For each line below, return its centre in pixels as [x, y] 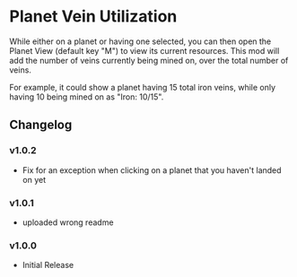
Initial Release [48, 265]
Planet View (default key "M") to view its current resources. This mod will [144, 50]
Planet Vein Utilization [93, 17]
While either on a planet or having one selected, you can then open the [140, 41]
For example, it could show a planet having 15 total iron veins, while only [143, 87]
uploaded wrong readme [68, 222]
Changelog [41, 125]
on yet [34, 179]
